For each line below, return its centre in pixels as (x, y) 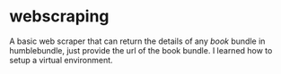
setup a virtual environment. (61, 60)
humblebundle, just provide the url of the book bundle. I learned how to (141, 50)
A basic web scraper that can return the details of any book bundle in (137, 41)
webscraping (59, 16)
